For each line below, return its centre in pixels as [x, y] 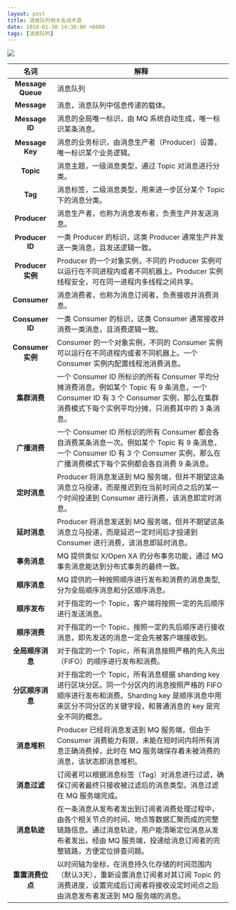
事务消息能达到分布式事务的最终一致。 [120, 566]
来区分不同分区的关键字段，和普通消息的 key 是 [135, 706]
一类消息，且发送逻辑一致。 [110, 248]
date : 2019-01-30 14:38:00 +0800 [56, 27]
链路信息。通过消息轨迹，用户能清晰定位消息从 [135, 830]
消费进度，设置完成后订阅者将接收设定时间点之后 [138, 885]
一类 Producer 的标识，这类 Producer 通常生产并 [137, 238]
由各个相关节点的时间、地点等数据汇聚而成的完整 [138, 819]
